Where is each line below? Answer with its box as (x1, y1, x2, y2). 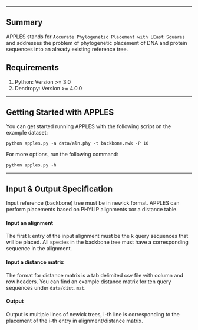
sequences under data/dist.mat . (6, 284, 86, 291)
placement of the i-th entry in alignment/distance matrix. (6, 317, 143, 324)
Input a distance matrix (6, 259, 64, 266)
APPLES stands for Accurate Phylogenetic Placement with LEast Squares (6, 33, 186, 40)
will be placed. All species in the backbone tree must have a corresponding (6, 238, 189, 246)
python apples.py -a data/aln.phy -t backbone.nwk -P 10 (6, 141, 149, 146)
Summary (6, 17, 43, 27)
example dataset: (6, 129, 48, 136)
